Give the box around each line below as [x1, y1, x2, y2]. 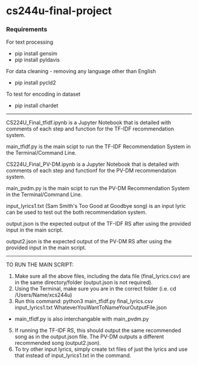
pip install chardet [14, 102, 59, 109]
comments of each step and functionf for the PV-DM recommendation [6, 167, 177, 174]
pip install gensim [14, 50, 58, 57]
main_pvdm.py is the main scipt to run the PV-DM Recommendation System [6, 185, 190, 192]
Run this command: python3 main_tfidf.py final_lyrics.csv [14, 298, 153, 305]
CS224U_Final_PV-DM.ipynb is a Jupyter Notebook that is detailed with [6, 161, 180, 168]
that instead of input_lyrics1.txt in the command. [14, 352, 131, 359]
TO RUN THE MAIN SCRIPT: [6, 261, 74, 268]
